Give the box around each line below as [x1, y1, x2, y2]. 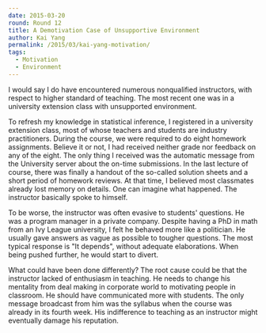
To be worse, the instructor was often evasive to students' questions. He [8, 207, 245, 218]
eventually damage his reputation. [8, 316, 119, 325]
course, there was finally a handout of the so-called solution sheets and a [8, 167, 249, 176]
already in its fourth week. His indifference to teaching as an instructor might [8, 307, 258, 316]
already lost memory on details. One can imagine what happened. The [8, 184, 237, 194]
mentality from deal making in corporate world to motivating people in [8, 282, 236, 291]
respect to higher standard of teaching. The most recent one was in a [8, 93, 235, 103]
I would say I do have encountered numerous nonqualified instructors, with [8, 85, 253, 94]
